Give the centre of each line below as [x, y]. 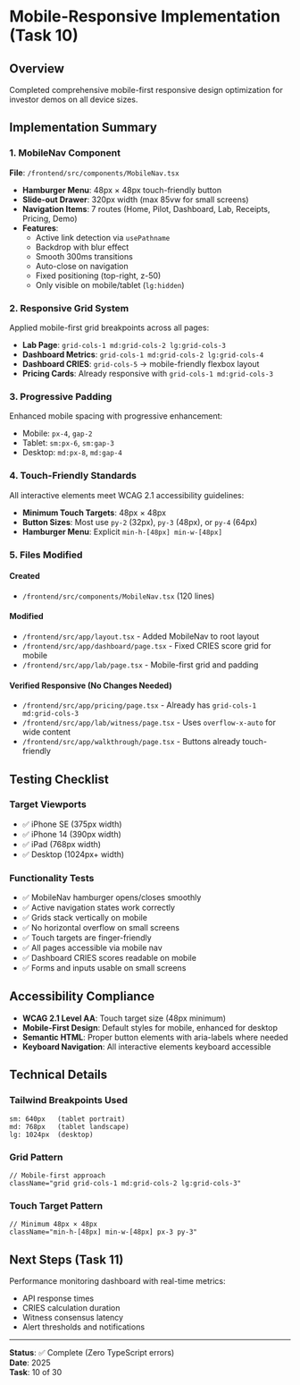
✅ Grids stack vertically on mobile [84, 918]
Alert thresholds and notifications [83, 1327]
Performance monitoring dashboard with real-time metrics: [117, 1281]
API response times [58, 1298]
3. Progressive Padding [61, 396]
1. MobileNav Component [65, 153]
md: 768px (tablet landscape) [69, 1126]
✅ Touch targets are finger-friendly [87, 938]
